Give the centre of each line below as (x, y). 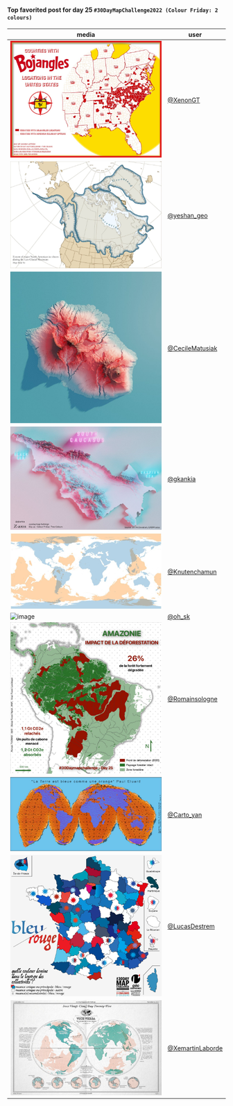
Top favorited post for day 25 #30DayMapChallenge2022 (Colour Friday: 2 (113, 10)
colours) (20, 17)
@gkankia (182, 479)
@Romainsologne (192, 698)
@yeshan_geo (188, 215)
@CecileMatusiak (192, 348)
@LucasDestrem (191, 926)
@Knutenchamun (192, 572)
